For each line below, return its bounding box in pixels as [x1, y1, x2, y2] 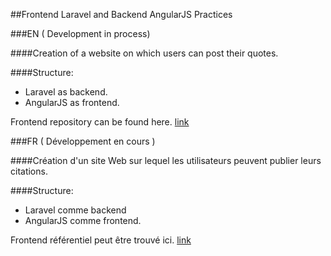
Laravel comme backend [24, 204, 127, 216]
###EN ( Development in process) [10, 28, 151, 39]
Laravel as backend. [24, 86, 108, 98]
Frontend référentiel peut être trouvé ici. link [10, 234, 192, 246]
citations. [10, 165, 48, 177]
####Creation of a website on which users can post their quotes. [10, 47, 279, 59]
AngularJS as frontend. [24, 97, 120, 108]
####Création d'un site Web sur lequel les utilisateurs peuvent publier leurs [10, 155, 322, 166]
